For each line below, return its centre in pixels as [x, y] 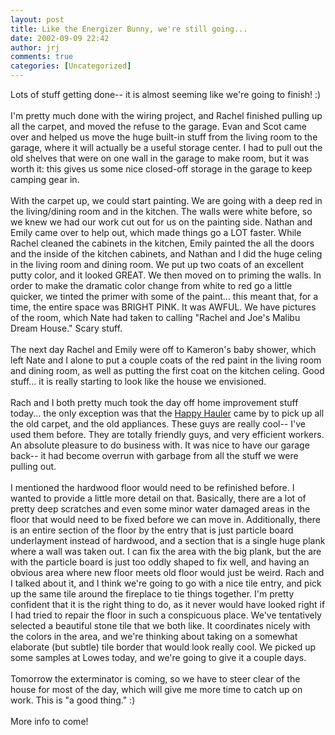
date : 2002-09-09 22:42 [60, 38]
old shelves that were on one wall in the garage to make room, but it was [160, 158]
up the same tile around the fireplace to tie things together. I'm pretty [152, 594]
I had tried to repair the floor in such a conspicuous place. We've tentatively [166, 615]
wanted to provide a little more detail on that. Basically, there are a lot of [158, 498]
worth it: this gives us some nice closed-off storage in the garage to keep [161, 169]
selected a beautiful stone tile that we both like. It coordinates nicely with [160, 625]
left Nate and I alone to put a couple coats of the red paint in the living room [166, 360]
